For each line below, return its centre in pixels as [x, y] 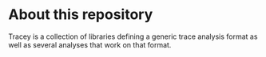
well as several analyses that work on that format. [90, 44]
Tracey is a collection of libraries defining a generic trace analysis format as [133, 36]
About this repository [81, 15]
